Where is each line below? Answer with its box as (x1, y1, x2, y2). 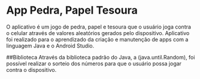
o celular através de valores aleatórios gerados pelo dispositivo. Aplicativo (6, 29, 190, 36)
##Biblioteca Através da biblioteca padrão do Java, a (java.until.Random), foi (6, 53, 195, 61)
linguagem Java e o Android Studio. (6, 42, 95, 49)
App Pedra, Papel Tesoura (6, 4, 138, 17)
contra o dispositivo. (6, 66, 57, 73)
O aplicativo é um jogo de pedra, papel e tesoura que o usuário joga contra (6, 23, 192, 30)
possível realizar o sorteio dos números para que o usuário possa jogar (6, 60, 181, 67)
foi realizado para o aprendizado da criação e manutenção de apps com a (6, 36, 189, 43)
